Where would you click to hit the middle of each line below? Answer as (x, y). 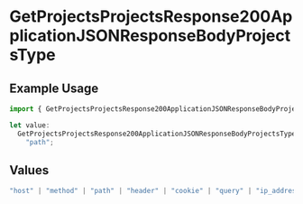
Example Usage (54, 88)
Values (29, 170)
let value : (30, 125)
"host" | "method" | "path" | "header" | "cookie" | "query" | (131, 191)
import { (26, 109)
